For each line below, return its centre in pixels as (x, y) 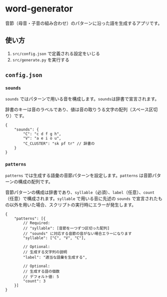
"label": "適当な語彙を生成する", (55, 257)
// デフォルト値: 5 (41, 276)
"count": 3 (34, 281)
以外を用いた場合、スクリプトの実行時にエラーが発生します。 (73, 204)
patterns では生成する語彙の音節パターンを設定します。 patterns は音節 (79, 175)
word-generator (39, 9)
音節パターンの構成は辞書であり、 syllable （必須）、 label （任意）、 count (80, 192)
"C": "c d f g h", (42, 134)
